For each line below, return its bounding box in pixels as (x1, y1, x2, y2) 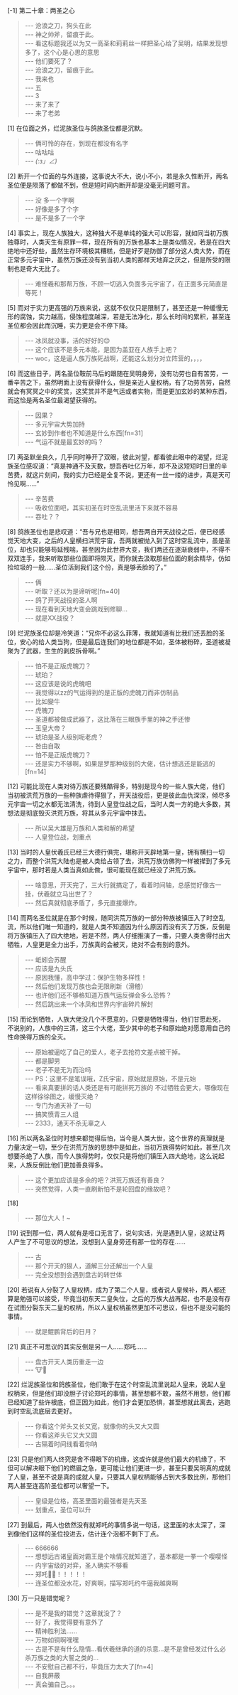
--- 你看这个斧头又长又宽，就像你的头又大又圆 (24, 1422, 160, 1431)
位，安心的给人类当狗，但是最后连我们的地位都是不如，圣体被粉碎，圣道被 (7, 638, 225, 646)
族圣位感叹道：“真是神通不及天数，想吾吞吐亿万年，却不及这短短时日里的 (7, 461, 222, 470)
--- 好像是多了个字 (24, 205, 79, 213)
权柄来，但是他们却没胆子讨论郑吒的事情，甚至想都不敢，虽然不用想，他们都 (7, 1389, 231, 1397)
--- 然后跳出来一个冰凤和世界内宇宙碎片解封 (24, 1000, 154, 1008)
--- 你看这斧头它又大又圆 (24, 1431, 98, 1439)
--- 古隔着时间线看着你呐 (24, 1440, 98, 1448)
